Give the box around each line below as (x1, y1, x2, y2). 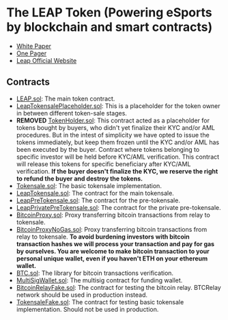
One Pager (16, 49, 47, 57)
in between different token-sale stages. (16, 109, 128, 117)
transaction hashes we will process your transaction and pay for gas (16, 239, 215, 248)
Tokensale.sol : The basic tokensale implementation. (16, 181, 162, 189)
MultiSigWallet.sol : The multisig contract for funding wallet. (16, 276, 183, 284)
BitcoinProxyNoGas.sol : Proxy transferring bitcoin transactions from (16, 225, 208, 233)
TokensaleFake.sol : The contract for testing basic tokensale (16, 297, 184, 306)
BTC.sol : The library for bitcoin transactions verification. (16, 269, 174, 277)
